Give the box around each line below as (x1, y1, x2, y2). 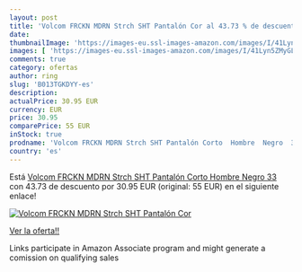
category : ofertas (9, 64, 78, 73)
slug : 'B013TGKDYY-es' (9, 80, 94, 89)
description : (9, 88, 58, 97)
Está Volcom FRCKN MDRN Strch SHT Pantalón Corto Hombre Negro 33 (9, 171, 277, 182)
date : (9, 30, 30, 39)
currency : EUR (9, 105, 63, 114)
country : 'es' (9, 146, 63, 155)
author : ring (9, 72, 58, 81)
